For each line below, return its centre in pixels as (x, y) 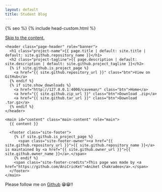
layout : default (22, 10)
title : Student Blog (26, 14)
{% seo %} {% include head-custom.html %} (51, 28)
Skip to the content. (25, 38)
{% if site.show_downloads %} (40, 85)
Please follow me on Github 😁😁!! (39, 184)
